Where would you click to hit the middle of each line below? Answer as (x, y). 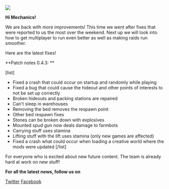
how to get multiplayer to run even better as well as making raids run (76, 38)
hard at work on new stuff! (33, 162)
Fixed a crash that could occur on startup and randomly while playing (84, 82)
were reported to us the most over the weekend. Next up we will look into (81, 32)
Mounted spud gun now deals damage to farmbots (65, 125)
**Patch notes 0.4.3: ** (30, 63)
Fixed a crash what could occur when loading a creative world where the (88, 141)
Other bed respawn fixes (38, 114)
